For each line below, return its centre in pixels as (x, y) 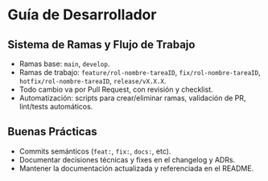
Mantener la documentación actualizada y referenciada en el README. (136, 168)
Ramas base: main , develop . (64, 64)
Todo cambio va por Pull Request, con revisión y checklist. (116, 89)
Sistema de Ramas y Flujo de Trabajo (101, 45)
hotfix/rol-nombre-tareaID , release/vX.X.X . (93, 81)
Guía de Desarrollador (82, 15)
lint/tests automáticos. (56, 107)
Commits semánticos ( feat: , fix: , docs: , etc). (95, 151)
